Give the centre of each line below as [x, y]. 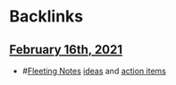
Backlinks [46, 17]
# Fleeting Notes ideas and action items [94, 71]
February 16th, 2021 [66, 50]
